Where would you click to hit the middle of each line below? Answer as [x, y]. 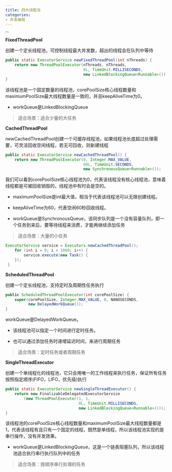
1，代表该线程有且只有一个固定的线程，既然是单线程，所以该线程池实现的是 [85, 430]
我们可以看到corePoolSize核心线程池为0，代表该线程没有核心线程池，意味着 [86, 179]
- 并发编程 [15, 19]
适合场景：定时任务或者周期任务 [51, 352]
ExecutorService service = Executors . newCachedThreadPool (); [72, 246]
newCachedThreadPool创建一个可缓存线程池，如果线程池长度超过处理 [79, 138]
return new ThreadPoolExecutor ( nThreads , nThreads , [71, 65]
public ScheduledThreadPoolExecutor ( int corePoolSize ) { [67, 295]
